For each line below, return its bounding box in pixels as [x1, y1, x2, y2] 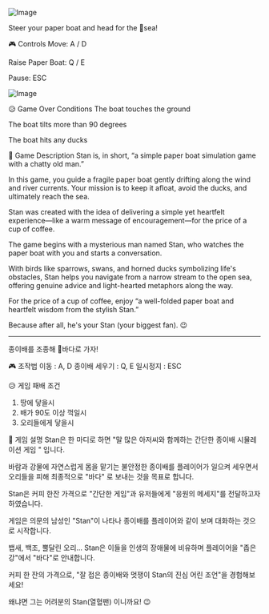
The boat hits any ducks [8, 135, 88, 144]
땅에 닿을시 [19, 398, 55, 407]
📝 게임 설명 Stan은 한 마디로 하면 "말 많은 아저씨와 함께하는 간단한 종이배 [8, 435, 236, 444]
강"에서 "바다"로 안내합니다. [8, 553, 96, 562]
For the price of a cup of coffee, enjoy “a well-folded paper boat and [8, 296, 235, 306]
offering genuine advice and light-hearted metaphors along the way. [8, 281, 234, 290]
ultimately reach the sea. [8, 192, 90, 201]
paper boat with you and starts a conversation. [8, 248, 163, 258]
